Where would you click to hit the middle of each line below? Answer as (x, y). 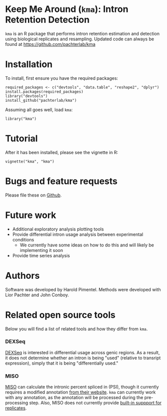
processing (17, 403)
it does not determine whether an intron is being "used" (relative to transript (83, 358)
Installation (29, 65)
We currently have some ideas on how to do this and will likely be (87, 245)
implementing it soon (41, 250)
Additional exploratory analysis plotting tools (58, 229)
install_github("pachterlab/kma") (41, 100)
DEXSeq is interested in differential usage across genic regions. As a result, (83, 352)
